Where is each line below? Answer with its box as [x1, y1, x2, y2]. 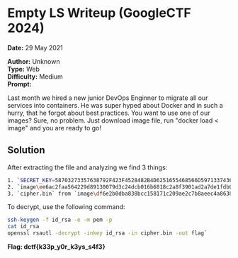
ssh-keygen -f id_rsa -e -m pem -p [7, 216, 113, 224]
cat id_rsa [7, 223, 40, 230]
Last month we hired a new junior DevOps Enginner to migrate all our [7, 94, 208, 102]
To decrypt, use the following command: [7, 203, 125, 211]
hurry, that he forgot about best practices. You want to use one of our [7, 108, 210, 117]
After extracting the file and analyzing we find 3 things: [7, 163, 168, 172]
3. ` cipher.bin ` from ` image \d [7, 190, 100, 197]
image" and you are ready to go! [7, 123, 101, 132]
